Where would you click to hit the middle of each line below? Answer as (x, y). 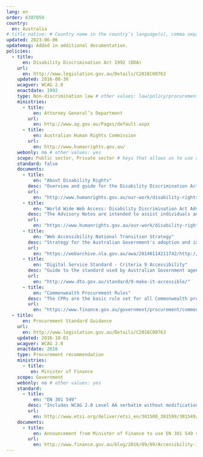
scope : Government (40, 377)
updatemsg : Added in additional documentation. (67, 46)
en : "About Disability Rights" (72, 181)
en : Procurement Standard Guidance (67, 321)
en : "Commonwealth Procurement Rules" (82, 293)
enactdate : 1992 (38, 91)
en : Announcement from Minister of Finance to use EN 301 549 (113, 433)
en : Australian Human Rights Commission (85, 136)
